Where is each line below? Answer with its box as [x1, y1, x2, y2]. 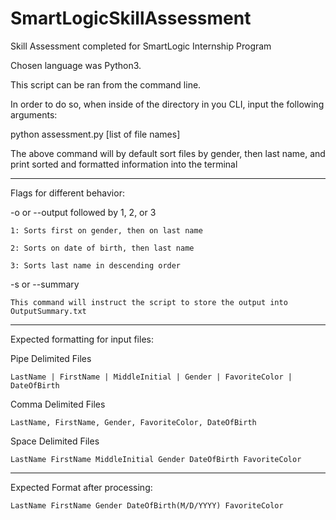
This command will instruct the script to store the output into [10, 297, 288, 307]
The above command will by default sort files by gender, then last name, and [10, 147, 326, 159]
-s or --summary [10, 278, 80, 290]
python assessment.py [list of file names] [10, 128, 181, 140]
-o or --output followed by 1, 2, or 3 [10, 206, 157, 218]
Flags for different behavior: [10, 187, 125, 199]
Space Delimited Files [10, 435, 100, 447]
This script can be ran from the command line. [10, 78, 202, 91]
